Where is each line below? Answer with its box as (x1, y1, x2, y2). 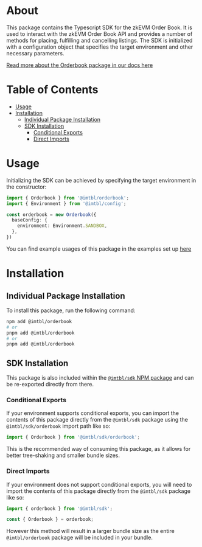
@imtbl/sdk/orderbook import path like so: (6, 422, 111, 430)
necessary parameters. (6, 49, 64, 57)
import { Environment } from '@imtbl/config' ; (6, 200, 127, 207)
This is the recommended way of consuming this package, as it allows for (6, 445, 191, 453)
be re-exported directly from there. (6, 381, 94, 388)
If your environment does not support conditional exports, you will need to (6, 481, 192, 488)
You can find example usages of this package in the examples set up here (6, 245, 192, 253)
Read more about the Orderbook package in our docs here (6, 61, 153, 69)
